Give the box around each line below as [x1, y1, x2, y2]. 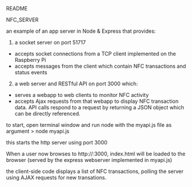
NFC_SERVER [6, 16, 39, 23]
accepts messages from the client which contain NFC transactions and [14, 63, 186, 70]
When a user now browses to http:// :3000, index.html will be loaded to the [6, 150, 186, 157]
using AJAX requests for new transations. [6, 174, 107, 181]
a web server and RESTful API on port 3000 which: [14, 80, 138, 87]
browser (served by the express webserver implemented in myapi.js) [6, 157, 173, 163]
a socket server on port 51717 [14, 39, 86, 46]
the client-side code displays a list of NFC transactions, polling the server [6, 168, 184, 175]
